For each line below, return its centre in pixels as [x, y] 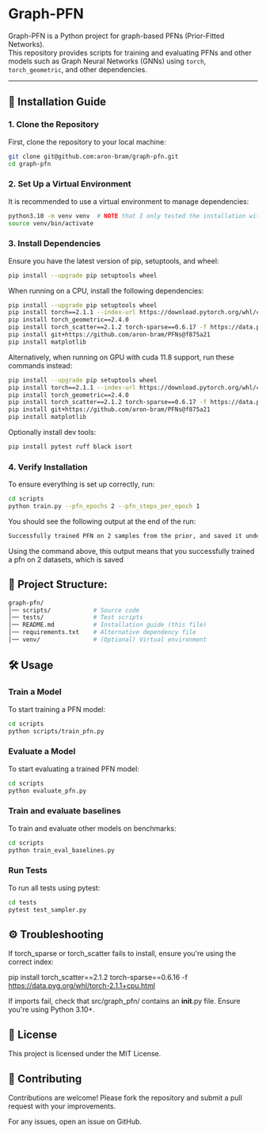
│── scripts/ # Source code [74, 610]
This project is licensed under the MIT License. [85, 1054]
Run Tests [28, 871]
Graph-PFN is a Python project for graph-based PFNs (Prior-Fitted [116, 36]
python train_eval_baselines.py [61, 850]
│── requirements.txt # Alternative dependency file [102, 632]
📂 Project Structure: [58, 584]
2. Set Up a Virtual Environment [70, 184]
